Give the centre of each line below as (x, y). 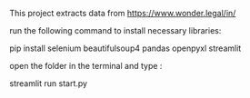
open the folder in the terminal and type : (86, 66)
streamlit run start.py (49, 83)
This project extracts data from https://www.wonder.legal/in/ (123, 13)
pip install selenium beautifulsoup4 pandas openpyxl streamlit (125, 48)
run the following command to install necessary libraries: (115, 30)
